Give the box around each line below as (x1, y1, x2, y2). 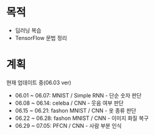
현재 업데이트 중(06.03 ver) (6, 79, 71, 86)
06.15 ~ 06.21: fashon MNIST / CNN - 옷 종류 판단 (15, 107, 136, 114)
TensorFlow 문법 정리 (15, 34, 68, 41)
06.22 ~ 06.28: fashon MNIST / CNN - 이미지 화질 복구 (15, 114, 149, 122)
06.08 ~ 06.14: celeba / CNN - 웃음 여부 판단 (15, 99, 124, 107)
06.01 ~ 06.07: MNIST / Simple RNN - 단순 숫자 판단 (15, 91, 142, 99)
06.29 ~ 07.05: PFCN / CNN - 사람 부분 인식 (15, 122, 122, 129)
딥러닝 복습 (15, 27, 42, 34)
